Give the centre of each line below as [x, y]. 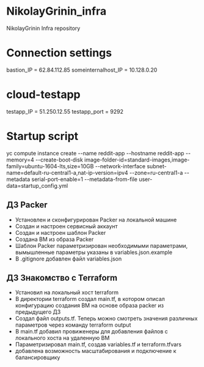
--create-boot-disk [60, 160]
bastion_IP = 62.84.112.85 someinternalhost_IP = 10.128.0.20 [82, 70]
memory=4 [20, 160]
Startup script [42, 136]
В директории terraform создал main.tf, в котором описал [90, 299]
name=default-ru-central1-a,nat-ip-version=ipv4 [67, 172]
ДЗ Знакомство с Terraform [62, 277]
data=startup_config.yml [37, 185]
